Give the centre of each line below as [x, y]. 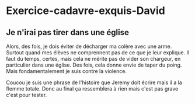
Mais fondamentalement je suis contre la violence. [67, 71]
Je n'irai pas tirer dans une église [68, 32]
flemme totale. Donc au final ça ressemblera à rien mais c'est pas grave [92, 89]
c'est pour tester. [27, 95]
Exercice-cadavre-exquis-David [86, 11]
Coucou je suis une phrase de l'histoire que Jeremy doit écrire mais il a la [94, 82]
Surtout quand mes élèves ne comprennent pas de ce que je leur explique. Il [98, 53]
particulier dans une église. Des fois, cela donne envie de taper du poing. [94, 65]
